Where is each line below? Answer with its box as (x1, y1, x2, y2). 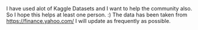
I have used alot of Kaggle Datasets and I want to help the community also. (6, 5, 193, 12)
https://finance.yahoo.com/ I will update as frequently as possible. (6, 18, 171, 24)
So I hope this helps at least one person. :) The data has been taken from (6, 11, 188, 18)
